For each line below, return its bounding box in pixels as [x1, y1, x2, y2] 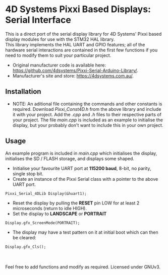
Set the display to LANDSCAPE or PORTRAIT [12, 211, 107, 217]
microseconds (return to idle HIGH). [12, 205, 87, 211]
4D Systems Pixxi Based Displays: [5, 4, 151, 15]
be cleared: [12, 234, 36, 240]
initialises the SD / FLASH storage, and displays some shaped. [5, 155, 135, 162]
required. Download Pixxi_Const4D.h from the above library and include [12, 106, 161, 112]
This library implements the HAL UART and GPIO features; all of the [5, 41, 145, 47]
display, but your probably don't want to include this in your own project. [12, 122, 163, 128]
